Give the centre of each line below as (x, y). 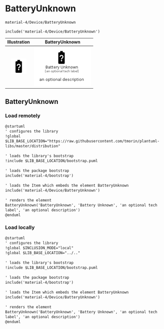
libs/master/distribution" (33, 146)
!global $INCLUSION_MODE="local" (39, 248)
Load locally (20, 227)
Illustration (19, 42)
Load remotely (23, 115)
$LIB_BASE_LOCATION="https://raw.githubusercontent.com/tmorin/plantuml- (82, 141)
